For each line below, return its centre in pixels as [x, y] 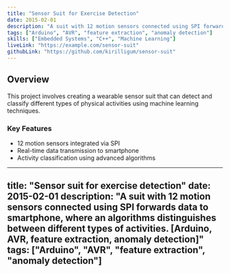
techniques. [24, 110]
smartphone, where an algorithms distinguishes [112, 218]
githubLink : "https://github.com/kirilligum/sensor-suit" [91, 52]
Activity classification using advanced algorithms [86, 158]
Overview [28, 80]
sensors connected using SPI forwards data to [108, 207]
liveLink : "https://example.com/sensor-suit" [73, 45]
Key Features [30, 128]
